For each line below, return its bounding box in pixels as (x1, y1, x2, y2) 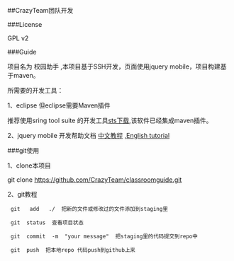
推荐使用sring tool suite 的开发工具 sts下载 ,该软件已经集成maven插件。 (7, 116, 213, 124)
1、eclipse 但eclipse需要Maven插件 (7, 101, 111, 110)
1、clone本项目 (7, 161, 51, 170)
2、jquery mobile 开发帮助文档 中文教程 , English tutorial (7, 132, 170, 139)
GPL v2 (7, 34, 29, 42)
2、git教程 (7, 190, 38, 198)
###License (7, 21, 43, 28)
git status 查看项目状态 (10, 219, 84, 226)
